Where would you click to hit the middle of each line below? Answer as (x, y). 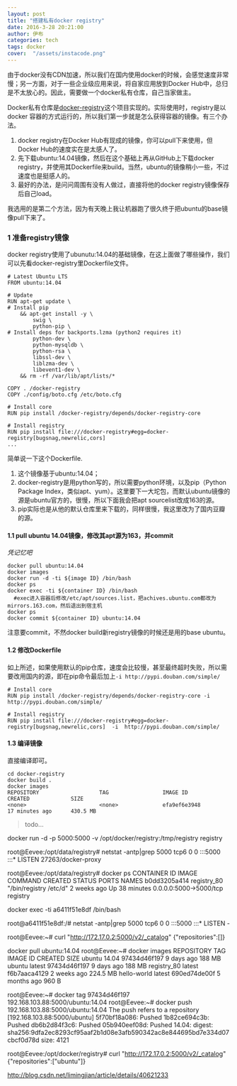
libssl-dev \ (52, 358)
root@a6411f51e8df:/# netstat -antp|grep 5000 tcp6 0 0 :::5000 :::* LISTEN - (119, 923)
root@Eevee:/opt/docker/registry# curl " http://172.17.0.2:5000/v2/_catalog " (117, 1053)
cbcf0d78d (24, 1040)
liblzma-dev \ (53, 364)
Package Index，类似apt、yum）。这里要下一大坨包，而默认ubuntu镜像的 (124, 491)
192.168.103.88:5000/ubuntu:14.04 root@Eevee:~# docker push (100, 1002)
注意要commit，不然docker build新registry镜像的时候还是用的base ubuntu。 (118, 632)
